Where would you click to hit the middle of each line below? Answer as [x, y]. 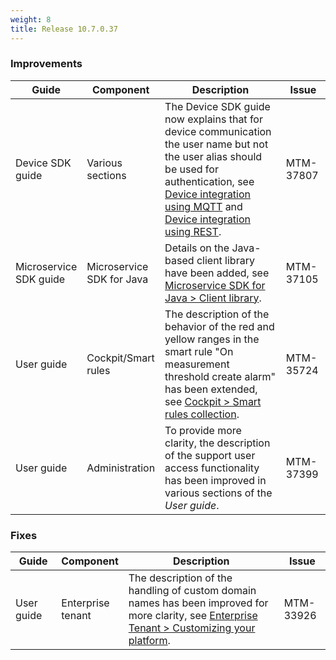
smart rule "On [199, 351]
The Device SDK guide [217, 106]
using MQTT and [203, 206]
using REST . [193, 231]
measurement [197, 364]
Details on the [197, 248]
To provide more [203, 430]
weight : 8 [31, 19]
